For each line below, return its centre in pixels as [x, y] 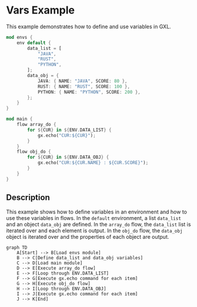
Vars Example [41, 10]
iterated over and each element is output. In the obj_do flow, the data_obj [94, 231]
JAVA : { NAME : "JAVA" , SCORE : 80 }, [82, 81]
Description [28, 198]
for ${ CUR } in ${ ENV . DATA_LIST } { [69, 130]
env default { [34, 43]
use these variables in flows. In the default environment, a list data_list [94, 218]
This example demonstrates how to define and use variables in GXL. [89, 26]
